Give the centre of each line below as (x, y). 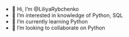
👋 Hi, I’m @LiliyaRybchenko (45, 9)
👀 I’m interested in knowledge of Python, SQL (67, 15)
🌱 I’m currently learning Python (50, 21)
